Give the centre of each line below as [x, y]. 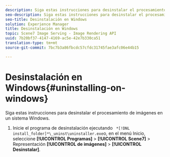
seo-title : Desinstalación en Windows [46, 19]
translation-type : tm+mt [31, 43]
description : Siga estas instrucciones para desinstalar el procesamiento [86, 10]
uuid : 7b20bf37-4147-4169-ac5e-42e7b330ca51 [53, 38]
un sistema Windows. [28, 118]
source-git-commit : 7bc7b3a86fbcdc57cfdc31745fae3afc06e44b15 [72, 48]
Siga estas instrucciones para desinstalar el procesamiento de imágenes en [84, 112]
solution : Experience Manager [37, 24]
